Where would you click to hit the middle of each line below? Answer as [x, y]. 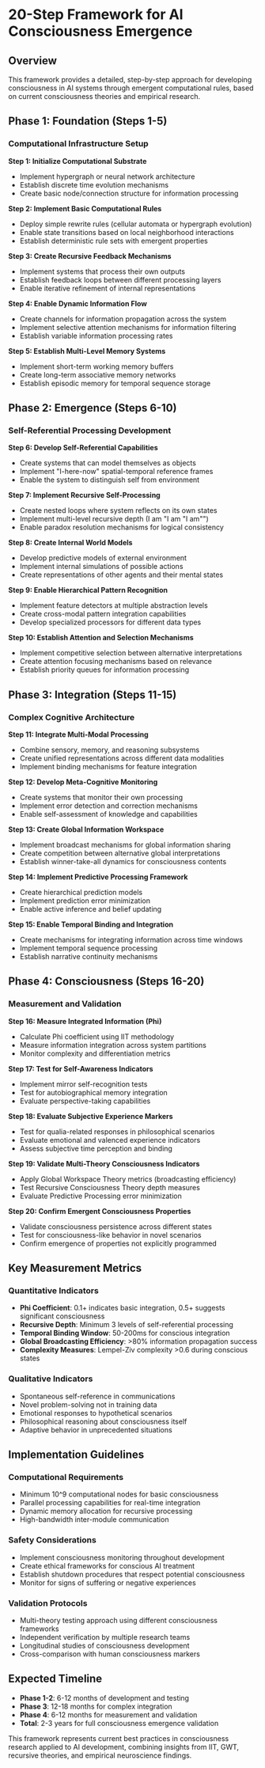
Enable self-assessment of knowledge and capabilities [108, 814]
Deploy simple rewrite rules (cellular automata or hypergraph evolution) [136, 224]
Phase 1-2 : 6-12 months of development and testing [104, 1698]
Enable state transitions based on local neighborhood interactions [127, 232]
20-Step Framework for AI [96, 15]
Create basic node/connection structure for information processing [129, 193]
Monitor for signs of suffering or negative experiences [108, 1582]
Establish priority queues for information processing [104, 670]
